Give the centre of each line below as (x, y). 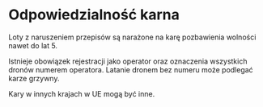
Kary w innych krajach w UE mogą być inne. (82, 93)
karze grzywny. (34, 78)
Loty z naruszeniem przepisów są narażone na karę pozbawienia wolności (132, 37)
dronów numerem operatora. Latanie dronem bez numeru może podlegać (131, 69)
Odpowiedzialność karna (94, 15)
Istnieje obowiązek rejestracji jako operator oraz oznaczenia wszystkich (128, 61)
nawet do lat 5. (33, 45)
